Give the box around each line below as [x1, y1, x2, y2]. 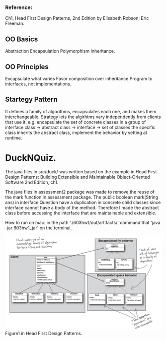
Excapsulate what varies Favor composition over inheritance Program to [5, 75, 153, 81]
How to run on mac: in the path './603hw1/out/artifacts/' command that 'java [5, 219, 161, 225]
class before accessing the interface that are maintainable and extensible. [5, 210, 157, 216]
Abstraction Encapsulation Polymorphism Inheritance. [5, 48, 115, 54]
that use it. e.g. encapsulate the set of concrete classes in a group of [5, 119, 146, 125]
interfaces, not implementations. [5, 81, 72, 87]
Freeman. [5, 20, 25, 26]
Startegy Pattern [5, 95, 58, 104]
